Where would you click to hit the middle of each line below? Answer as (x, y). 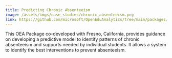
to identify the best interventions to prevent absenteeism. (66, 50)
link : (11, 19)
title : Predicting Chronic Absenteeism (48, 10)
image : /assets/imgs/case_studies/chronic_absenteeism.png (70, 15)
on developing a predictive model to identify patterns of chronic (72, 39)
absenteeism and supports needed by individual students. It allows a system (86, 45)
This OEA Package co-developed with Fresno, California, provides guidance (85, 34)
